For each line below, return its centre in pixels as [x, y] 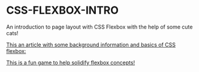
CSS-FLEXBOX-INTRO [62, 10]
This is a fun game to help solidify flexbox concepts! [71, 62]
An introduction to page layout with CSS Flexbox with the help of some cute [99, 27]
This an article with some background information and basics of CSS [91, 45]
